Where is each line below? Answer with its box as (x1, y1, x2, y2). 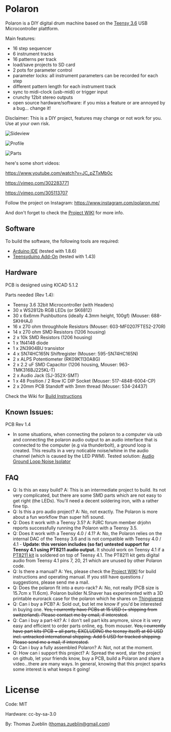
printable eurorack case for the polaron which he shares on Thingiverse (12, 595, 164, 602)
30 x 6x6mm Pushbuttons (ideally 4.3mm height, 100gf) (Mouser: (12, 313, 150, 319)
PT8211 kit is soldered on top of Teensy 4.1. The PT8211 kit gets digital (12, 552, 160, 558)
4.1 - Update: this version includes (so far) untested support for (12, 541, 150, 547)
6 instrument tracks (12, 51, 54, 57)
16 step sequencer (12, 45, 52, 51)
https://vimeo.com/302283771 (5, 180, 69, 186)
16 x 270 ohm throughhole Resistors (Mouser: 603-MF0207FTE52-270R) (12, 323, 166, 329)
